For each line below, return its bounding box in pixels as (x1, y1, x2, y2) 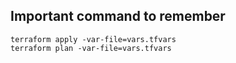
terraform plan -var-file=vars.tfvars (10, 43, 172, 53)
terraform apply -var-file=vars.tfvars (10, 34, 177, 44)
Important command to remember (10, 8, 226, 25)
